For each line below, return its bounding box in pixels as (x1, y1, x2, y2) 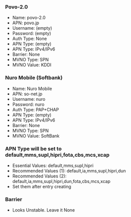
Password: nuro (12, 101, 44, 107)
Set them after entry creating (12, 183, 72, 189)
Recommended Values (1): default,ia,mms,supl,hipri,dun (12, 168, 126, 174)
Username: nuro (12, 96, 45, 102)
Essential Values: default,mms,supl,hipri (12, 162, 94, 169)
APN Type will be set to (5, 145, 62, 152)
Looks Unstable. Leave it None (12, 207, 75, 213)
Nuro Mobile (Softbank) (5, 74, 63, 81)
